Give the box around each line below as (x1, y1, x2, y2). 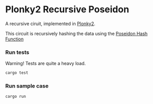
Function (5, 36, 24, 42)
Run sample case (5, 82, 49, 90)
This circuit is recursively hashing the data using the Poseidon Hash (5, 30, 148, 36)
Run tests (5, 49, 30, 56)
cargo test (5, 70, 29, 75)
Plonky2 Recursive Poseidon (5, 4, 130, 15)
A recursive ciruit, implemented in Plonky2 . (5, 20, 96, 27)
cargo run (5, 94, 27, 99)
